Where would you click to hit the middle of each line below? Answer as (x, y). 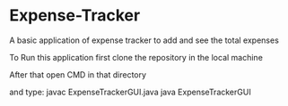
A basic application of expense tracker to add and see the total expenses (144, 40)
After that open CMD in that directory (78, 74)
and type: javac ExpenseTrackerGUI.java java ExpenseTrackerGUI (130, 92)
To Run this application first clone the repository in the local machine (136, 57)
